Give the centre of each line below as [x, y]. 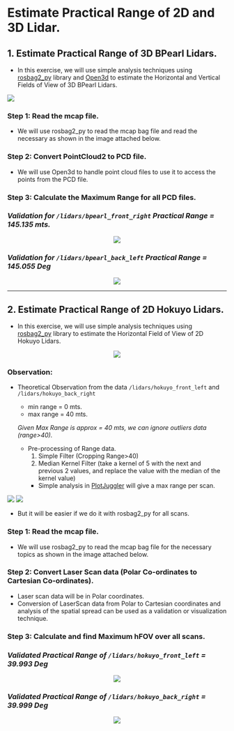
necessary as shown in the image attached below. [89, 139]
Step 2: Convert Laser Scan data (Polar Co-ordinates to [102, 572]
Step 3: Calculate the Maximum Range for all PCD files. [102, 197]
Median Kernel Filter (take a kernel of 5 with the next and [119, 463]
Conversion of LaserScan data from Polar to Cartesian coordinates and [119, 603]
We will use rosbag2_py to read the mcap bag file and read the [107, 131]
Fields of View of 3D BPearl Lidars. [67, 85]
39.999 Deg [28, 705]
